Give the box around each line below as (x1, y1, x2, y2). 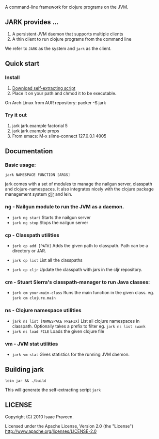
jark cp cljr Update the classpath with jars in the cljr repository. (12, 267, 143, 273)
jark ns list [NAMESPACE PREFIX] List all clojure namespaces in (12, 318, 140, 324)
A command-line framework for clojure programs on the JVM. (5, 4, 128, 10)
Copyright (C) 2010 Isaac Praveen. (5, 414, 74, 420)
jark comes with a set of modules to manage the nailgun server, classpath (5, 181, 153, 187)
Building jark (5, 365, 44, 374)
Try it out (5, 111, 27, 118)
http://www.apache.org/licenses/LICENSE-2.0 (5, 428, 97, 434)
